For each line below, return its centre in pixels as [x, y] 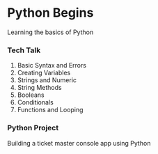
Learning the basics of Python [50, 32]
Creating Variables [44, 73]
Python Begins [50, 13]
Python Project [33, 128]
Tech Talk [24, 50]
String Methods [39, 88]
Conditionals [35, 102]
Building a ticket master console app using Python [79, 143]
